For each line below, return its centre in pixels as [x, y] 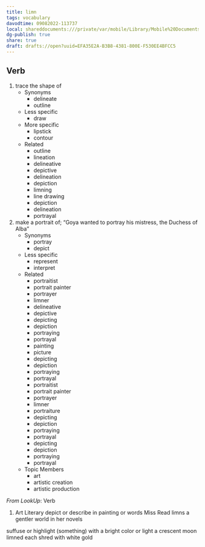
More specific [41, 125]
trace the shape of [38, 86]
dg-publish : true [28, 35]
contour [43, 138]
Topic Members [44, 469]
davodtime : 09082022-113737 [42, 23]
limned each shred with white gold [49, 537]
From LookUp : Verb [31, 500]
